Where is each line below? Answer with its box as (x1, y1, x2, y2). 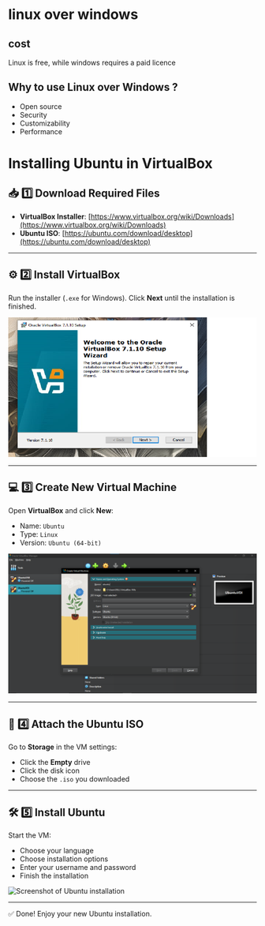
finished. (8, 302, 37, 311)
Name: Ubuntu (19, 521, 65, 530)
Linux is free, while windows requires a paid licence (8, 58, 176, 67)
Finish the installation (19, 871, 89, 881)
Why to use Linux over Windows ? (8, 81, 179, 94)
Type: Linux (19, 529, 58, 538)
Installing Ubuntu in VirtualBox (8, 155, 213, 172)
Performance (19, 126, 63, 136)
